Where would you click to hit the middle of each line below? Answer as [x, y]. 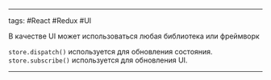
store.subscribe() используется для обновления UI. [98, 60]
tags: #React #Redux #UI [50, 20]
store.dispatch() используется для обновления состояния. [110, 52]
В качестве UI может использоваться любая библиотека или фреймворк [134, 36]
